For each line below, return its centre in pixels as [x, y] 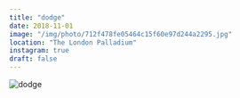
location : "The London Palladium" [73, 42]
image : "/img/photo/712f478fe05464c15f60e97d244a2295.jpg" [121, 34]
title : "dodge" [37, 17]
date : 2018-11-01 [41, 26]
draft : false [33, 59]
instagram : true [39, 51]
